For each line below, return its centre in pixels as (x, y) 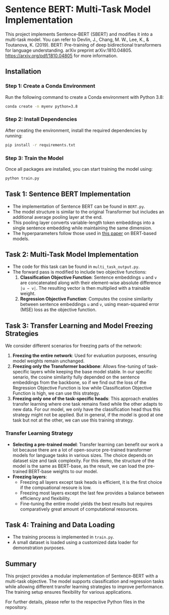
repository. (16, 607)
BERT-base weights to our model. (63, 471)
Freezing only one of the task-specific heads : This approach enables (85, 399)
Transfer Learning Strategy (39, 433)
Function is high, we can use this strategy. (56, 393)
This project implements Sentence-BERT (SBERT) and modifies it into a (79, 34)
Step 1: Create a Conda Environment (50, 86)
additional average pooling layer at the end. (58, 217)
